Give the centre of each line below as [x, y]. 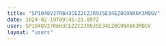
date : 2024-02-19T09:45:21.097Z [53, 20]
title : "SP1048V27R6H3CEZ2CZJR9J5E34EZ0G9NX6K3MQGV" [84, 13]
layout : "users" [30, 32]
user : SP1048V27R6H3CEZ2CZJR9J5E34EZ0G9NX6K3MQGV [79, 26]
